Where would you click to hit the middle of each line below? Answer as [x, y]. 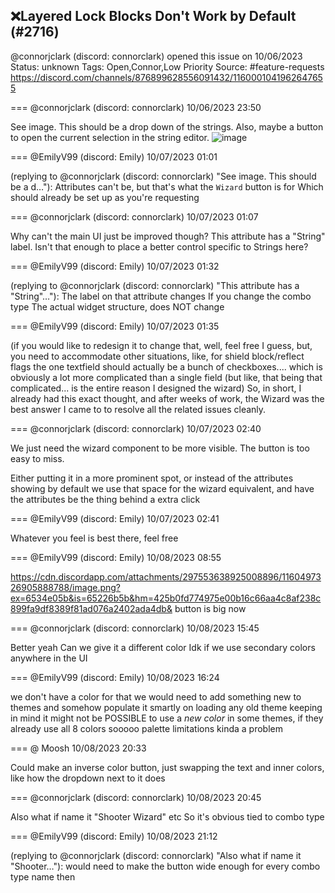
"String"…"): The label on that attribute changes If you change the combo [161, 296]
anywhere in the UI [49, 658]
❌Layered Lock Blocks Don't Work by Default [153, 16]
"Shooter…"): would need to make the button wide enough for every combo [165, 866]
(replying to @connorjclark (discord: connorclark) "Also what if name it [156, 855]
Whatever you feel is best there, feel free [94, 538]
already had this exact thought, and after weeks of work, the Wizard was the [167, 398]
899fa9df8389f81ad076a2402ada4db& [91, 608]
